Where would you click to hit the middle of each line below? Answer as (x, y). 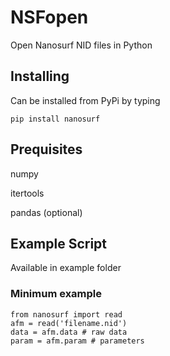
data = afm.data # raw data (69, 332)
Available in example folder (66, 268)
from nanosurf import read (66, 314)
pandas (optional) (46, 212)
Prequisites (46, 149)
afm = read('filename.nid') (69, 323)
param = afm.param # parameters (77, 341)
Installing (40, 76)
